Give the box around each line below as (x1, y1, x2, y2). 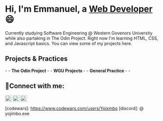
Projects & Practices (5, 55, 68, 63)
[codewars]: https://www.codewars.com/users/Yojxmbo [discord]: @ (5, 105, 144, 111)
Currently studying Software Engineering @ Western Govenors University (5, 30, 153, 36)
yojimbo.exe (5, 110, 30, 116)
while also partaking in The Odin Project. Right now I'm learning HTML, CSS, (5, 35, 159, 41)
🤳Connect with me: (5, 82, 64, 90)
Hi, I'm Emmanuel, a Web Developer (5, 3, 153, 15)
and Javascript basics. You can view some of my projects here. (5, 40, 133, 46)
